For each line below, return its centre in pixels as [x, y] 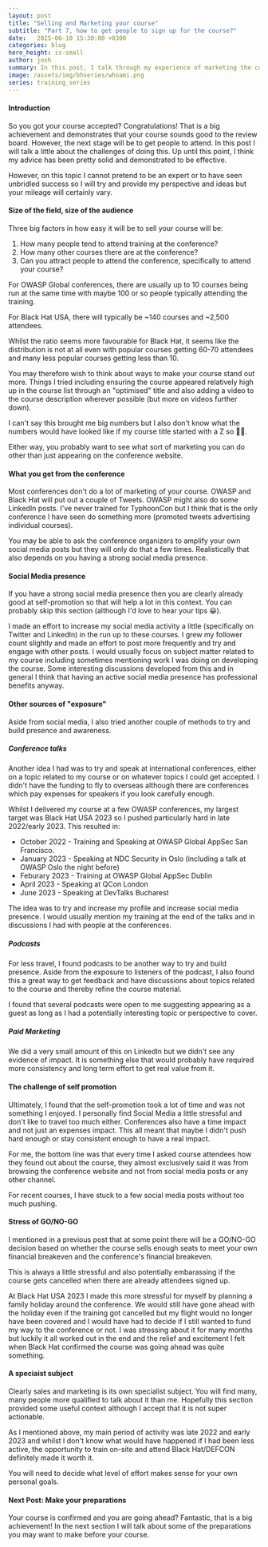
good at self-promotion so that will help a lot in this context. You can [120, 602]
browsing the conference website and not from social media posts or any [128, 1171]
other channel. [32, 1180]
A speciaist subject [41, 1374]
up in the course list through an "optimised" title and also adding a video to [131, 390]
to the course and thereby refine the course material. [95, 989]
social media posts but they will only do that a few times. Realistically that [129, 549]
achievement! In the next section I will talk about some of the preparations [130, 1526]
